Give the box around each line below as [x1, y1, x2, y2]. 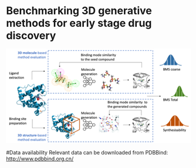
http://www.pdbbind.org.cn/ [6, 155, 74, 162]
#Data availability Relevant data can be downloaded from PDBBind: [6, 149, 168, 156]
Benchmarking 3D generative [6, 4, 153, 18]
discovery [6, 29, 56, 42]
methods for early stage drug [6, 16, 152, 30]
